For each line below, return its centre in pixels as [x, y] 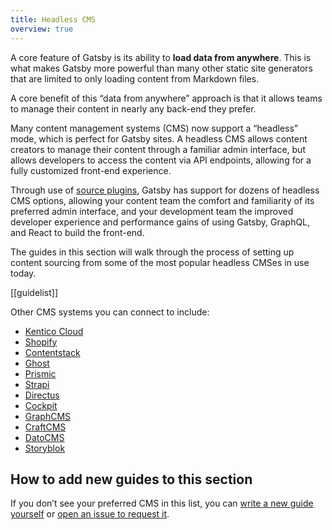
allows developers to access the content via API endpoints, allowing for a [161, 160]
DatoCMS [44, 437]
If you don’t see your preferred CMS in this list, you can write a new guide [162, 503]
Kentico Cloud [54, 331]
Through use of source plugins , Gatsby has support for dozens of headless [165, 190]
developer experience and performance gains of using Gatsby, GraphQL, [160, 222]
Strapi [37, 384]
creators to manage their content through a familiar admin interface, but [158, 149]
